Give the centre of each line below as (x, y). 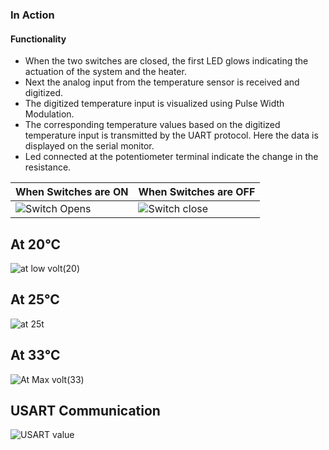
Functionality (38, 39)
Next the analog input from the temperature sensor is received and (162, 82)
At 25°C (35, 299)
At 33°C (35, 355)
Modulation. (49, 114)
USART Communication (85, 410)
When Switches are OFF (197, 192)
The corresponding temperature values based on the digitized (152, 125)
